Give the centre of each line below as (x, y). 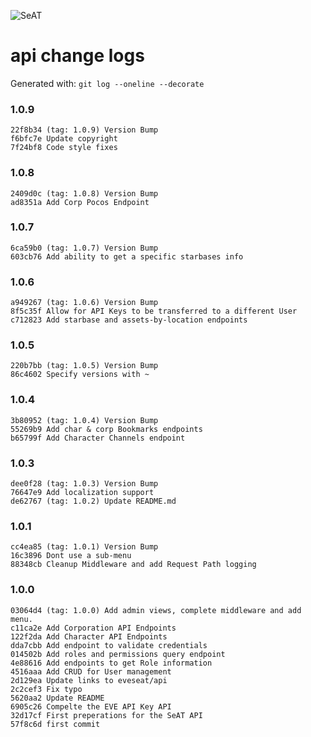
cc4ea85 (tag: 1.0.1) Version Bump (84, 547)
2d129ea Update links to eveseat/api (89, 680)
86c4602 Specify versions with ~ (80, 375)
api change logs (77, 56)
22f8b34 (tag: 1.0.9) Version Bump (84, 130)
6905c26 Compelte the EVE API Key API (91, 706)
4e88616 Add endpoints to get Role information (111, 663)
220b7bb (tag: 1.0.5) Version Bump (84, 366)
